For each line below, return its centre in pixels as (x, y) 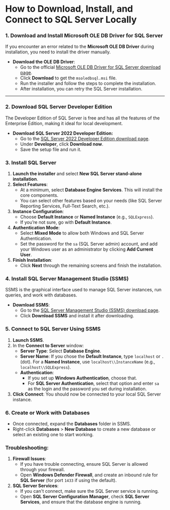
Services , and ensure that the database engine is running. (81, 502)
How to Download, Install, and (69, 9)
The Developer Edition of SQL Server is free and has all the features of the (83, 118)
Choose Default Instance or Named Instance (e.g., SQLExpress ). (87, 217)
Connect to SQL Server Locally (71, 20)
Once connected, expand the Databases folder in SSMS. (72, 424)
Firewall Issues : (29, 459)
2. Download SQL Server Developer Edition (59, 107)
